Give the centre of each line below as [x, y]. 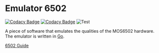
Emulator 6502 [36, 8]
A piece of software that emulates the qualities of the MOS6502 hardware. [80, 31]
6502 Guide [17, 45]
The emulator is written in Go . [35, 36]
